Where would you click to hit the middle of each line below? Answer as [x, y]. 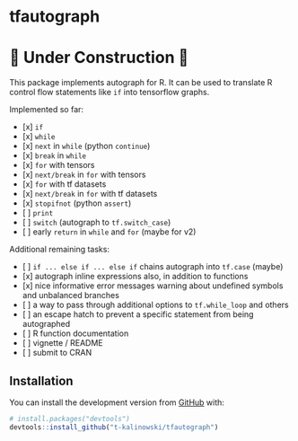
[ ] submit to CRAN [57, 353]
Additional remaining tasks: [60, 250]
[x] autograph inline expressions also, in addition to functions [135, 277]
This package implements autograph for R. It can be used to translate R [141, 83]
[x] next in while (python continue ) [86, 146]
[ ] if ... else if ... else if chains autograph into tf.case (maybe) [153, 267]
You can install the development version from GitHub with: [117, 402]
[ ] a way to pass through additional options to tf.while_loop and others [155, 305]
